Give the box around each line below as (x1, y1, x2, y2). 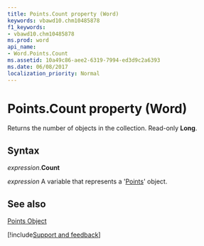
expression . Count (7, 164, 60, 172)
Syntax (7, 144, 40, 156)
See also (7, 198, 46, 210)
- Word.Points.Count (7, 50, 69, 58)
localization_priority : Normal (7, 70, 100, 77)
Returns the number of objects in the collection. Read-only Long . (7, 124, 198, 132)
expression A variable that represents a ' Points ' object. (7, 177, 168, 186)
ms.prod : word (7, 37, 50, 44)
